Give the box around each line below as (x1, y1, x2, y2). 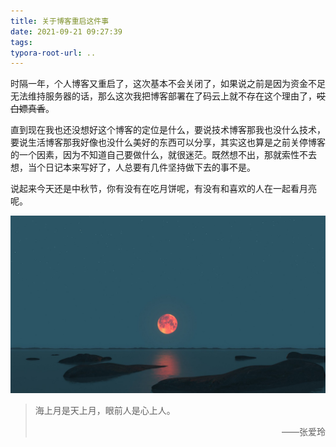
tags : (10, 37, 33, 47)
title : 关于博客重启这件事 (10, 16, 110, 26)
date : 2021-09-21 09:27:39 (10, 26, 123, 37)
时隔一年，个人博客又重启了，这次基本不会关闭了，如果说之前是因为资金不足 (10, 78, 326, 90)
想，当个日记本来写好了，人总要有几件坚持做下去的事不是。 (10, 161, 256, 174)
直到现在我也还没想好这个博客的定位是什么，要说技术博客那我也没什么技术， (10, 124, 326, 136)
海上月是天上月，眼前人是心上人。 (34, 404, 176, 416)
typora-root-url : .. (10, 48, 97, 58)
